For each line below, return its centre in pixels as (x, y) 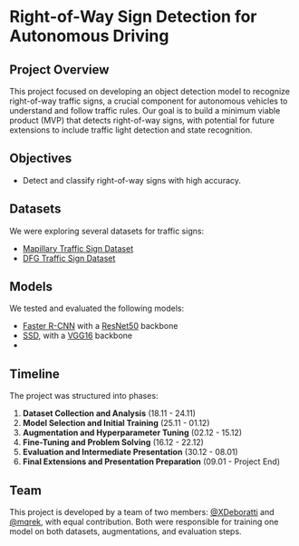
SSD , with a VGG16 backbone (77, 336)
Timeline (35, 374)
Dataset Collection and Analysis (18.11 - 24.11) (109, 413)
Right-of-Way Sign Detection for (133, 17)
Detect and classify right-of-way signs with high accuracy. (132, 180)
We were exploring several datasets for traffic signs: (107, 231)
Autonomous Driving (89, 36)
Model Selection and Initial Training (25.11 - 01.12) (116, 423)
